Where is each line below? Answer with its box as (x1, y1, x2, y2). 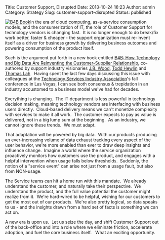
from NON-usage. (5, 168, 42, 174)
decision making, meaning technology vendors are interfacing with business (5, 101, 161, 107)
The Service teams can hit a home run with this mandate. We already (5, 178, 147, 184)
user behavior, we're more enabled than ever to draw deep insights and (5, 142, 151, 148)
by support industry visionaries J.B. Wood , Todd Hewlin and (24, 65, 147, 71)
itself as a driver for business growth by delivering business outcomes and (5, 40, 157, 46)
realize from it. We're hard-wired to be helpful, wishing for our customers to (5, 194, 161, 200)
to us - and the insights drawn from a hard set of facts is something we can (5, 204, 158, 210)
